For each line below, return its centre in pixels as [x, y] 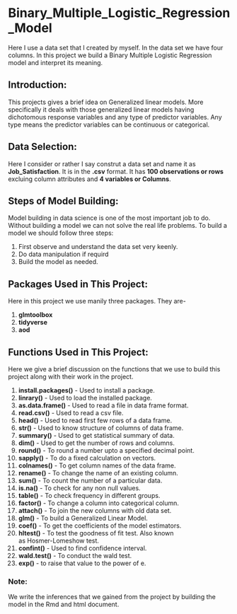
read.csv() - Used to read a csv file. [71, 413]
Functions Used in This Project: [79, 352]
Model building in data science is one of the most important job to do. [109, 218]
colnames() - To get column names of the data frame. [97, 465]
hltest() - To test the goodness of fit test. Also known [96, 533]
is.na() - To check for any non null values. [79, 488]
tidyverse [33, 323]
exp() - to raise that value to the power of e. [82, 563]
